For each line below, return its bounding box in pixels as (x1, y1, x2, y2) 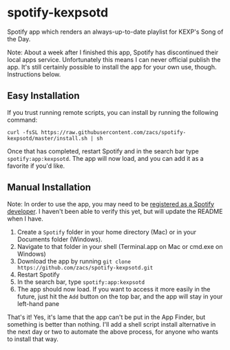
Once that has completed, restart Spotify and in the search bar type (7, 146, 199, 155)
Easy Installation (7, 90, 80, 102)
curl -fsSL (7, 129, 39, 135)
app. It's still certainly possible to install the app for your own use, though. (7, 63, 217, 71)
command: (7, 116, 38, 124)
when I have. (7, 215, 43, 223)
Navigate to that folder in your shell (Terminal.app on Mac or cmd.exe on (17, 242, 223, 250)
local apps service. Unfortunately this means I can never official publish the (7, 55, 221, 63)
